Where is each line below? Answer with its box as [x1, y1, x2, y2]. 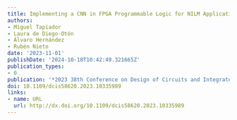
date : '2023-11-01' [7, 50, 65, 57]
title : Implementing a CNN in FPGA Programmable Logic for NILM [7, 10, 200, 18]
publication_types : [7, 63, 65, 70]
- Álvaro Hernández [7, 37, 65, 44]
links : [7, 89, 27, 96]
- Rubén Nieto [7, 43, 49, 50]
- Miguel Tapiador [7, 23, 61, 30]
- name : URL [7, 96, 42, 103]
